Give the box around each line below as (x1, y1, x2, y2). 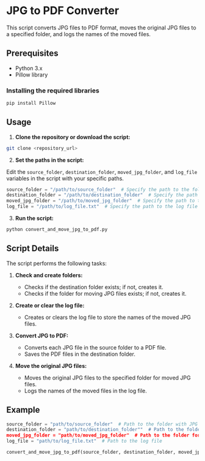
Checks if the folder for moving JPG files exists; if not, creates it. (24, 290, 187, 297)
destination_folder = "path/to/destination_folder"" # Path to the (6, 427, 184, 433)
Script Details (6, 243, 59, 254)
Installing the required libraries (6, 86, 99, 95)
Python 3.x (15, 64, 43, 72)
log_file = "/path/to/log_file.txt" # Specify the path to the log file (6, 203, 198, 210)
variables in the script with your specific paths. (6, 174, 124, 182)
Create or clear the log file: (15, 301, 85, 309)
